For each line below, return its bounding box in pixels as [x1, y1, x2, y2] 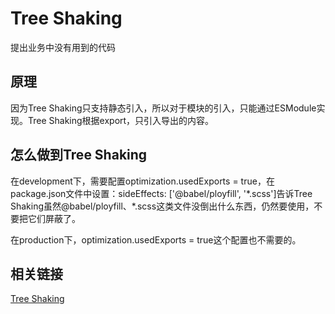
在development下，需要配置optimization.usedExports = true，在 [10, 175, 275, 187]
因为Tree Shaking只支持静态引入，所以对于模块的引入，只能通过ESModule [10, 102, 317, 114]
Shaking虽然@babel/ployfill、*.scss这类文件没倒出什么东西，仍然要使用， [10, 200, 315, 212]
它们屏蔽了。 [27, 212, 81, 224]
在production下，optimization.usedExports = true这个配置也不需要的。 [10, 233, 302, 246]
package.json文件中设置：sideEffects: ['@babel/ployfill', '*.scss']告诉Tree [10, 187, 313, 199]
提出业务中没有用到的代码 [10, 41, 116, 53]
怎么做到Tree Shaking [10, 147, 148, 164]
